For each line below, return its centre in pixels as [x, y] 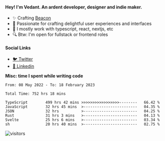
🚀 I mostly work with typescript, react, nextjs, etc [63, 29]
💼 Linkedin [23, 66]
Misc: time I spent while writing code [44, 76]
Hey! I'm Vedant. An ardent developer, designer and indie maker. [74, 7]
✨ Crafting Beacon [32, 18]
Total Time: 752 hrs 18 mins [35, 94]
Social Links [18, 48]
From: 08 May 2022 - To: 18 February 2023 [50, 85]
